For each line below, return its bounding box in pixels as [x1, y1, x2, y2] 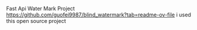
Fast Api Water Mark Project [6, 5, 76, 12]
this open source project [6, 18, 67, 24]
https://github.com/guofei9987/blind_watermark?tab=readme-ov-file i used [6, 11, 192, 18]
